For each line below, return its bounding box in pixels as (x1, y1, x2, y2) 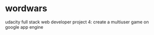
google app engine (5, 24, 43, 30)
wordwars (5, 3, 48, 14)
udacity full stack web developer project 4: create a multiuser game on (5, 19, 149, 25)
